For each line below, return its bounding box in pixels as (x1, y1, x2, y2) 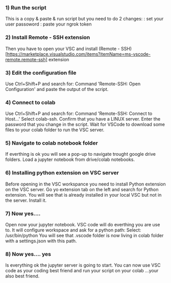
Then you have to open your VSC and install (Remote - (5, 45, 120, 52)
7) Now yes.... (5, 210, 41, 217)
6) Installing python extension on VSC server (5, 169, 119, 176)
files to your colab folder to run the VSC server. (5, 127, 105, 133)
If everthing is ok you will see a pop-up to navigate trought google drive (5, 151, 156, 157)
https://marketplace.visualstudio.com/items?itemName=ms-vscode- (7, 51, 151, 57)
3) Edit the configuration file (5, 69, 77, 76)
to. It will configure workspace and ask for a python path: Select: (5, 227, 141, 233)
